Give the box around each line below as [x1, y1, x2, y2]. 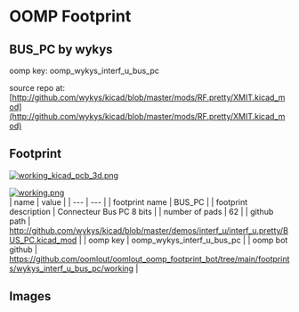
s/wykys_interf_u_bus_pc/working [9, 263, 134, 274]
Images [9, 289, 52, 304]
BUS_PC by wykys [9, 42, 113, 57]
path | [9, 216, 31, 226]
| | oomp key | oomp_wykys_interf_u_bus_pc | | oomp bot [78, 234, 288, 245]
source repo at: [9, 83, 65, 93]
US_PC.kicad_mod [9, 234, 77, 245]
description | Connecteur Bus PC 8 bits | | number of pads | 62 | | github [9, 206, 274, 217]
